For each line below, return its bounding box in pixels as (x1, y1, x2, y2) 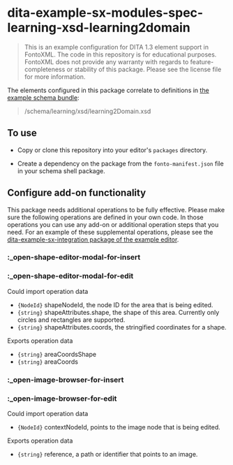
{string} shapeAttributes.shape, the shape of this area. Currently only (17, 308, 220, 316)
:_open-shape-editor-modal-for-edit (7, 271, 134, 281)
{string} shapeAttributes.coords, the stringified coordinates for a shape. (17, 323, 227, 331)
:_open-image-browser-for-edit (7, 393, 117, 403)
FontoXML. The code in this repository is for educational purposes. (24, 50, 217, 59)
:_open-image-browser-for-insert (7, 375, 124, 385)
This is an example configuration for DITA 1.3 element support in (24, 43, 209, 51)
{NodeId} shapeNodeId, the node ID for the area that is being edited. (17, 300, 213, 309)
